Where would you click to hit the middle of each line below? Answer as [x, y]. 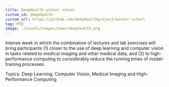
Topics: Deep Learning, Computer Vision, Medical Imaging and [70, 74]
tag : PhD [14, 24]
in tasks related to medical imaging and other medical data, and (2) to [77, 54]
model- [157, 59]
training [13, 64]
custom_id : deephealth [29, 15]
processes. [34, 64]
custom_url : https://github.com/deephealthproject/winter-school [75, 19]
